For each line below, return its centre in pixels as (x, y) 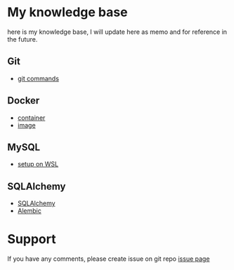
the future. (22, 39)
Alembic (30, 211)
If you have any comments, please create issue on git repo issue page (109, 259)
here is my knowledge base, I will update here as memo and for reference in (117, 32)
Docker (24, 100)
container (31, 118)
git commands (38, 78)
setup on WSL (38, 164)
